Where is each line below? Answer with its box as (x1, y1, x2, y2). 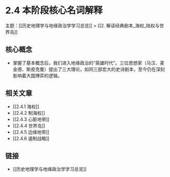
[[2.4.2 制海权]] (12, 110, 45, 116)
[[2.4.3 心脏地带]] (12, 116, 50, 122)
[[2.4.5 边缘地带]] (12, 129, 50, 135)
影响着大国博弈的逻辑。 (12, 72, 62, 79)
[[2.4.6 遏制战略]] (12, 135, 50, 141)
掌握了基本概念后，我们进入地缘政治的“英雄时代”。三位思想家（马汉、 (12, 60, 160, 66)
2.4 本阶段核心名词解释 (5, 5, 103, 16)
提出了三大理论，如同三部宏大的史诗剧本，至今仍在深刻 (48, 66, 165, 72)
